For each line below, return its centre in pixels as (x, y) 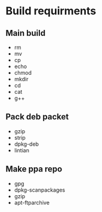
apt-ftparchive (32, 202)
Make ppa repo (34, 169)
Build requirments (51, 11)
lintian (21, 150)
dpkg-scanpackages (40, 190)
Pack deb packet (37, 117)
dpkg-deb (27, 144)
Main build (26, 33)
